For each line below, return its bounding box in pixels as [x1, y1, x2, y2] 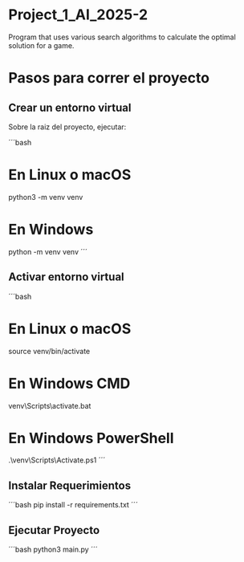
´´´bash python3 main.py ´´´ [8, 544, 98, 555]
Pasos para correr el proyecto [8, 69, 210, 88]
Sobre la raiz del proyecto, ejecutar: [8, 122, 127, 132]
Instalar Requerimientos [8, 479, 131, 492]
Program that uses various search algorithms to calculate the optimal [8, 32, 237, 42]
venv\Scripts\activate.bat [8, 401, 91, 410]
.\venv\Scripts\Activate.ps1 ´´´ [8, 455, 106, 465]
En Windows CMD [8, 374, 131, 393]
